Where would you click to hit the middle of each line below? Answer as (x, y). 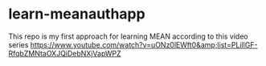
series (18, 44)
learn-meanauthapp (77, 14)
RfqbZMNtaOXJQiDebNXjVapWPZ (65, 53)
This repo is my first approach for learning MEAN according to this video (128, 36)
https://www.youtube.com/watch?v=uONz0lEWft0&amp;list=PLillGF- (144, 44)
